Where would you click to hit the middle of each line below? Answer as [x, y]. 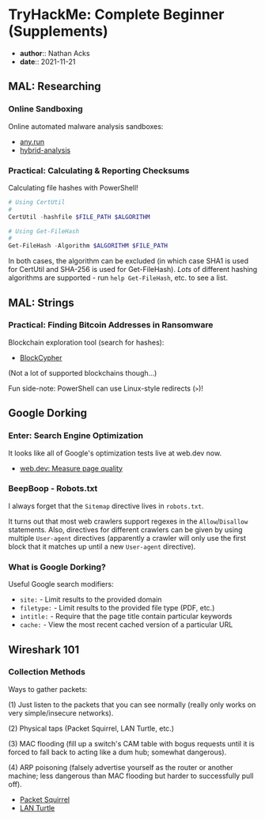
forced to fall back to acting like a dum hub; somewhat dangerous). [117, 752]
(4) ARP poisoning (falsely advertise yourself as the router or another [121, 767]
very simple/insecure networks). [61, 712]
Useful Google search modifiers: [61, 584]
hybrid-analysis [45, 150]
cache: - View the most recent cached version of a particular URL [126, 625]
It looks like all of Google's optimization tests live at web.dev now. [115, 453]
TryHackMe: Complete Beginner [116, 15]
